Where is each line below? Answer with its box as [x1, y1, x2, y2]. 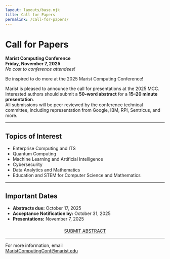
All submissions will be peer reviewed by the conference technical [5, 102, 143, 108]
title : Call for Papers [5, 12, 56, 17]
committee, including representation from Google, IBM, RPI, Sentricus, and [5, 107, 161, 113]
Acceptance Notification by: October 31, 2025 [12, 210, 111, 217]
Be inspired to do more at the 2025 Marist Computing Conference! [5, 76, 144, 82]
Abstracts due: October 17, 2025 [12, 205, 82, 211]
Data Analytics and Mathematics [12, 167, 80, 173]
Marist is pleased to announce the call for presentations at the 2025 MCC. [5, 85, 160, 92]
